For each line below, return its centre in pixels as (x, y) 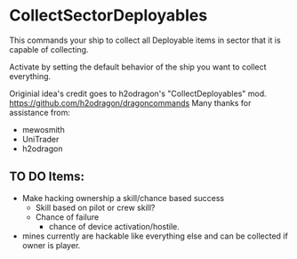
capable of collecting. (49, 49)
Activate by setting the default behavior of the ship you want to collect (138, 67)
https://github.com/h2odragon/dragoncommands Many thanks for (130, 102)
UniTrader (40, 139)
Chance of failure (67, 217)
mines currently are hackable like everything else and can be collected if (155, 236)
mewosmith (43, 129)
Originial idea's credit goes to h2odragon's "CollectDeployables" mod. (138, 93)
